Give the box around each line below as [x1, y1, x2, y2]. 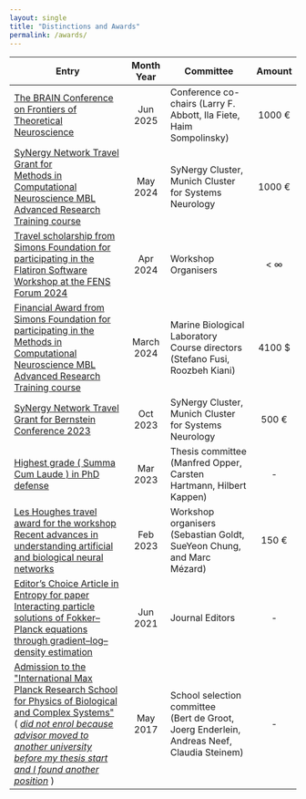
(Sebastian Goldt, [169, 528, 245, 541]
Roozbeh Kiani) [169, 364, 236, 377]
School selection [169, 690, 241, 702]
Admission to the [14, 660, 87, 673]
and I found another [14, 763, 99, 776]
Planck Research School [14, 683, 118, 696]
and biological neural [14, 551, 104, 564]
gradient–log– [49, 635, 108, 648]
